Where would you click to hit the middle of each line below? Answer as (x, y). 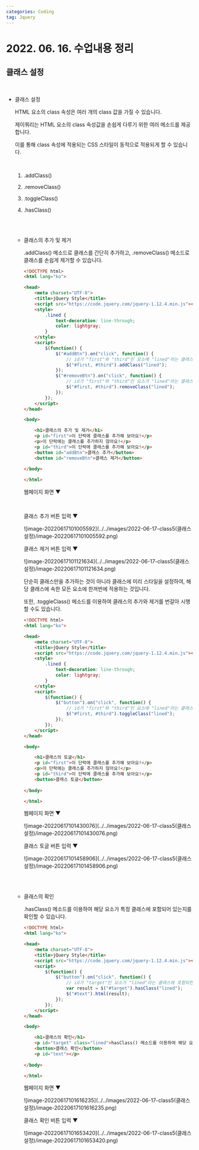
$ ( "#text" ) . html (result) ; (98, 994)
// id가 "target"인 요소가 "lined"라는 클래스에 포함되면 (130, 983)
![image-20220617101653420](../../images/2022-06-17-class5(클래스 (107, 1133)
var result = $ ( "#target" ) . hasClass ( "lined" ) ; (125, 988)
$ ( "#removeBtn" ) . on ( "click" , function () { (108, 376)
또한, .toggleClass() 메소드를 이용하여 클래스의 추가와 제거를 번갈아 (101, 601)
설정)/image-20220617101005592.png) (71, 536)
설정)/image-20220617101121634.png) (70, 569)
